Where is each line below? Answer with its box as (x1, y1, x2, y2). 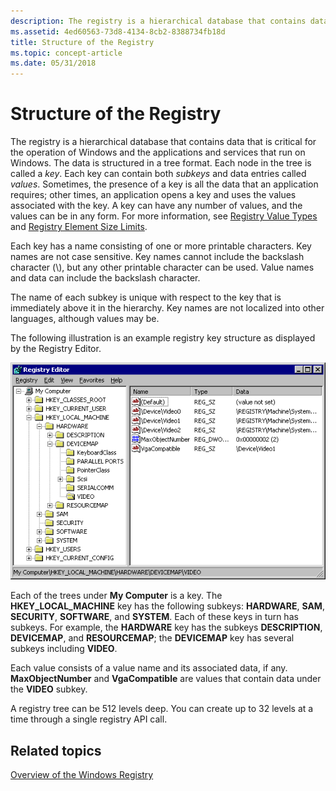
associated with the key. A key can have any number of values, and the (10, 200, 303, 212)
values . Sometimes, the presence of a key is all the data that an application (10, 178, 319, 190)
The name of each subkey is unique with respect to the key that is (10, 291, 282, 304)
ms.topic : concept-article (10, 48, 123, 58)
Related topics (10, 742, 102, 759)
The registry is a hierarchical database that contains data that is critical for (10, 136, 317, 148)
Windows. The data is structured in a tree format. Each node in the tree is (10, 157, 312, 169)
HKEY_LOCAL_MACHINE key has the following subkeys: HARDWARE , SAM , (10, 600, 325, 612)
